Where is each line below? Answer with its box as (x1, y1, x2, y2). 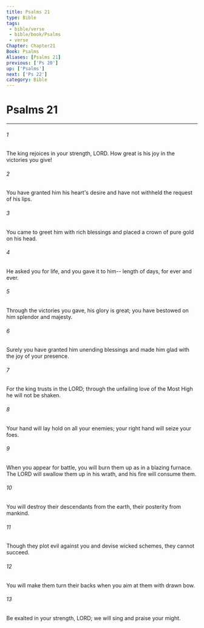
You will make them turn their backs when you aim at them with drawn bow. (6, 582, 195, 589)
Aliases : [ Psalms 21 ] (6, 54, 61, 60)
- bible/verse (8, 26, 45, 32)
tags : (6, 20, 20, 26)
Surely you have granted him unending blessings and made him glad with (6, 346, 190, 354)
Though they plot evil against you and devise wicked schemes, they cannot (6, 542, 195, 549)
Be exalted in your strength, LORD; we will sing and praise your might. (6, 614, 181, 621)
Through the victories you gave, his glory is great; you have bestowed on (6, 307, 189, 314)
